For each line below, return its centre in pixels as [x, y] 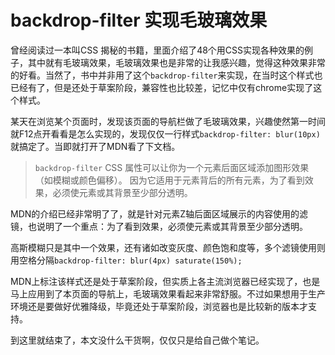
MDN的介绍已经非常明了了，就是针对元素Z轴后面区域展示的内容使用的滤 [159, 213]
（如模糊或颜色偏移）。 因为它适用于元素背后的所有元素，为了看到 [169, 180]
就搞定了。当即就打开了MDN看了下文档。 [95, 146]
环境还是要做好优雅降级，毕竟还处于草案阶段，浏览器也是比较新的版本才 [159, 306]
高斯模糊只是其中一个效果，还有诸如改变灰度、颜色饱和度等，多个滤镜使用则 [168, 247]
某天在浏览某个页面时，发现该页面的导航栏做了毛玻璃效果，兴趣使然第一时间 [168, 121]
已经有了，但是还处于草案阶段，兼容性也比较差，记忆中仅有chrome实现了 [162, 87]
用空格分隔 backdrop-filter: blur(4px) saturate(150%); [126, 260]
